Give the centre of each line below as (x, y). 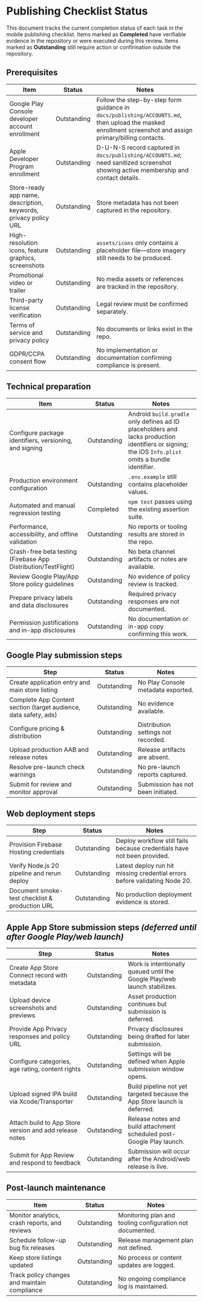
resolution (24, 242)
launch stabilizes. (152, 987)
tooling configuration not (153, 1223)
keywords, (24, 210)
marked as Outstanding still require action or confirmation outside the (94, 47)
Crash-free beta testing (43, 552)
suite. (136, 516)
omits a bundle (149, 459)
